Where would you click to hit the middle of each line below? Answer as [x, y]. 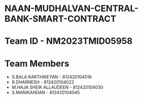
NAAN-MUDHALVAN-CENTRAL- [71, 9]
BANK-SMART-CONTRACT [61, 19]
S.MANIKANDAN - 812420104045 [46, 93]
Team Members [37, 63]
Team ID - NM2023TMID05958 [69, 41]
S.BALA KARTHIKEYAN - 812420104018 [52, 77]
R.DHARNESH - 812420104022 [43, 82]
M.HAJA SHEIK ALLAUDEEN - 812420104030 [57, 87]
